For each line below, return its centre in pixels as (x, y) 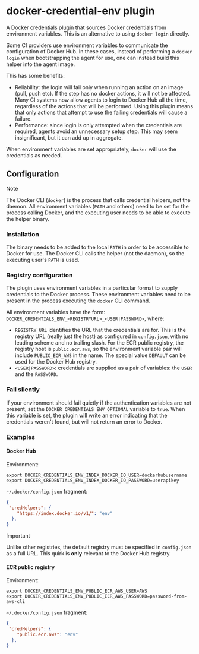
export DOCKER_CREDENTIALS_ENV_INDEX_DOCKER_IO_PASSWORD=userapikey (93, 480)
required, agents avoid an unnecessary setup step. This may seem (96, 131)
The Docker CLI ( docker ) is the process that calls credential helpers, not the (99, 200)
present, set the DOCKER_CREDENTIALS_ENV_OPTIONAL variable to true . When (96, 409)
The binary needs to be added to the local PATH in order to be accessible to (97, 247)
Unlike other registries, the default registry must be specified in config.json (99, 547)
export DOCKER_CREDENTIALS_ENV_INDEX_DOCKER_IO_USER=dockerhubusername (97, 475)
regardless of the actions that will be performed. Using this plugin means (104, 106)
